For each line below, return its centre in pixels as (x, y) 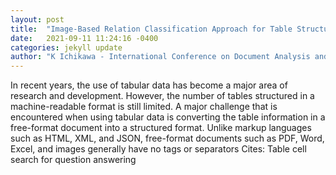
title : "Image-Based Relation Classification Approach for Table (151, 29)
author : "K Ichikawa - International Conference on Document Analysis (160, 57)
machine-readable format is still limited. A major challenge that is (144, 107)
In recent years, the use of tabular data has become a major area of (149, 85)
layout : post (37, 19)
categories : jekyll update (66, 47)
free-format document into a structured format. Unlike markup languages (161, 128)
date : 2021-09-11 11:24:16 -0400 (84, 38)
